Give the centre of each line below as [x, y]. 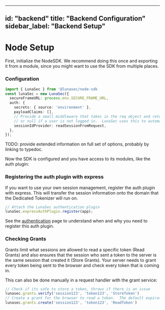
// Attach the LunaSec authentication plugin [52, 207]
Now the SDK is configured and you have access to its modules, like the [78, 159]
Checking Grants [26, 239]
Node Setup [30, 47]
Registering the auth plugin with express [55, 177]
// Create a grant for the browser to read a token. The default [74, 298]
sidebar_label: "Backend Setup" [55, 26]
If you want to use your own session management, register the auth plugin [80, 188]
